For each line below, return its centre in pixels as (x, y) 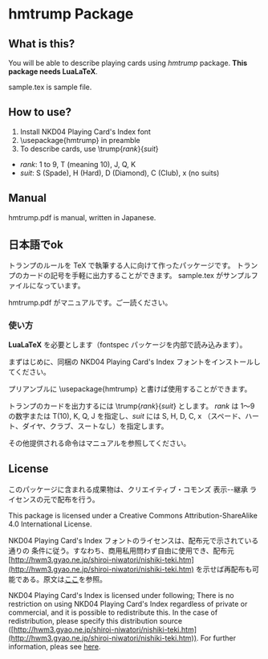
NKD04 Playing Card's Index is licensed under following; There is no (121, 595)
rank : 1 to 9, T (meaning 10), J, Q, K (78, 164)
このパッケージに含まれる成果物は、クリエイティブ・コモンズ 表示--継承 (128, 489)
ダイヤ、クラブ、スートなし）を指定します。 (95, 426)
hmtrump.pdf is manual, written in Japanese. (82, 217)
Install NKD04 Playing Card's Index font (85, 131)
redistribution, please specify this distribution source (95, 620)
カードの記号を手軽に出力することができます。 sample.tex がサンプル (136, 276)
